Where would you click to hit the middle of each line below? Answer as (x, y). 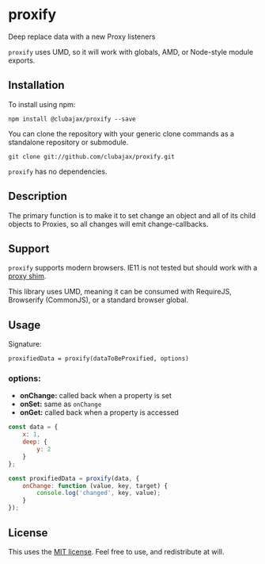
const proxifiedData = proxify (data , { (74, 478)
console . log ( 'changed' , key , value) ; (98, 493)
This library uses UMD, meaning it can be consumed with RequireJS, (120, 292)
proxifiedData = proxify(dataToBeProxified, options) (99, 359)
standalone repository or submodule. (68, 142)
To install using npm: (42, 104)
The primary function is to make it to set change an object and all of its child (132, 215)
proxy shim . (27, 276)
